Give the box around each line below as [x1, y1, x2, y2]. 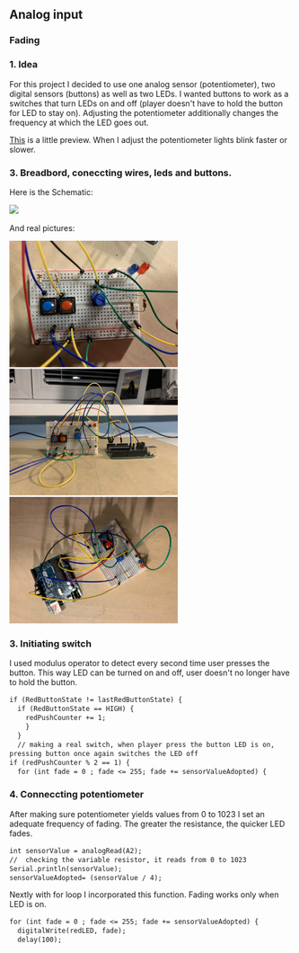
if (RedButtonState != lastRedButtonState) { [9, 696, 182, 705]
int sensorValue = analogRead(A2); [9, 846, 143, 855]
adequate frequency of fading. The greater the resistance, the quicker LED [9, 818, 286, 829]
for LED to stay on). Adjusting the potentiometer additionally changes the [9, 107, 279, 118]
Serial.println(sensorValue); [9, 864, 123, 873]
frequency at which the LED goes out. [9, 117, 150, 128]
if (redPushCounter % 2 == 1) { [9, 759, 130, 768]
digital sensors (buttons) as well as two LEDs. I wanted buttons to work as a [9, 88, 289, 99]
